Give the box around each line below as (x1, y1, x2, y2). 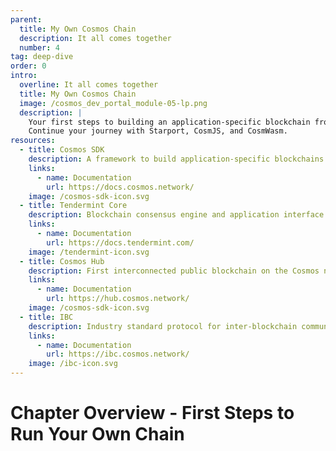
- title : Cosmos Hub (19, 256, 105, 266)
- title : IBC (19, 312, 74, 322)
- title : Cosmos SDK (19, 145, 105, 155)
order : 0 (10, 61, 47, 71)
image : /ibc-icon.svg (28, 359, 118, 369)
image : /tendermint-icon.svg (28, 247, 150, 257)
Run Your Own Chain (10, 423, 185, 446)
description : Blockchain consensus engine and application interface (28, 210, 325, 220)
